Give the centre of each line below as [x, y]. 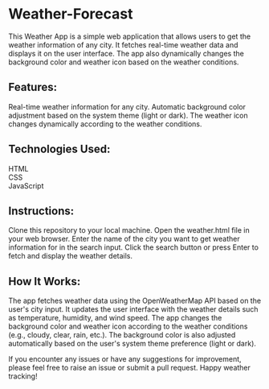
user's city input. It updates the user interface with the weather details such [133, 309]
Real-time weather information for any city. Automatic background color [127, 106]
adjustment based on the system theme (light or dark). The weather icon [128, 115]
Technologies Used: [59, 149]
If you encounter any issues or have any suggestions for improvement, [125, 359]
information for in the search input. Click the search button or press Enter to [134, 247]
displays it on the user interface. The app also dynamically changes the [126, 53]
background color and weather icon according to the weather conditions [128, 326]
